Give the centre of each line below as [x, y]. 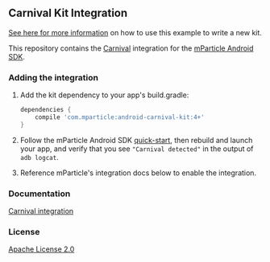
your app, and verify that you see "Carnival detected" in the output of [137, 149]
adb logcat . [39, 157]
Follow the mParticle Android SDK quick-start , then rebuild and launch [136, 140]
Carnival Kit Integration [68, 13]
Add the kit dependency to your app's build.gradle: [104, 95]
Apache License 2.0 [42, 249]
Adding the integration [54, 77]
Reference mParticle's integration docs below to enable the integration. [138, 173]
